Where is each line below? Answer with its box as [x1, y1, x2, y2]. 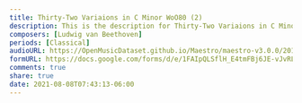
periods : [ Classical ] [9, 38, 91, 47]
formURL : [9, 55, 42, 64]
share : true [9, 72, 54, 81]
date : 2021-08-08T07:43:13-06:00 [9, 80, 135, 89]
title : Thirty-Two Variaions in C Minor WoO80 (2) [9, 13, 203, 22]
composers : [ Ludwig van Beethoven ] [9, 30, 143, 39]
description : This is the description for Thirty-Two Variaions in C [9, 21, 276, 30]
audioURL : [9, 47, 47, 56]
